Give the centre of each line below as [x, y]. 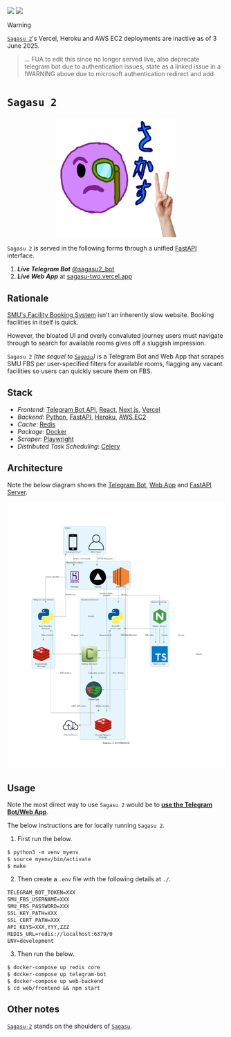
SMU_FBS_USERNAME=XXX [38, 899]
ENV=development [30, 941]
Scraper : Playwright [45, 439]
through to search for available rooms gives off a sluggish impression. [107, 343]
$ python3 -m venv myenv [43, 852]
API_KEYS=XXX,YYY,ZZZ [38, 927]
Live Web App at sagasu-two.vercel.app [75, 276]
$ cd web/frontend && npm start [54, 988]
